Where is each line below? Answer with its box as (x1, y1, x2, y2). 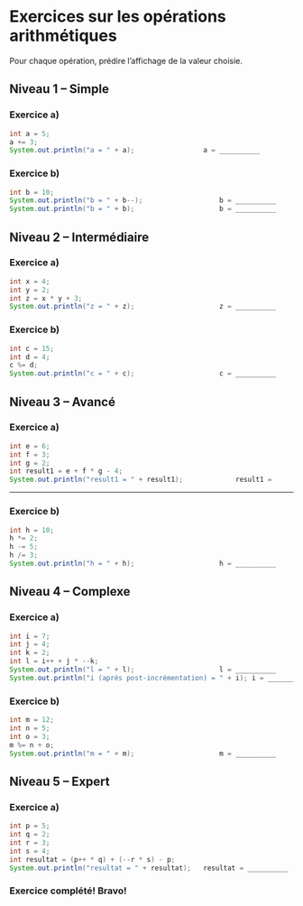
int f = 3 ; (9, 449, 50, 459)
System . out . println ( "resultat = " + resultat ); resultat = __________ (9, 864, 289, 873)
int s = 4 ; (9, 846, 50, 855)
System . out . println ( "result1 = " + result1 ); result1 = (9, 476, 272, 485)
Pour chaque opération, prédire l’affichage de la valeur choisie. (9, 55, 243, 66)
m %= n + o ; (9, 740, 54, 750)
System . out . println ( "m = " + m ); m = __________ (9, 749, 277, 758)
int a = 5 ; (9, 129, 50, 138)
